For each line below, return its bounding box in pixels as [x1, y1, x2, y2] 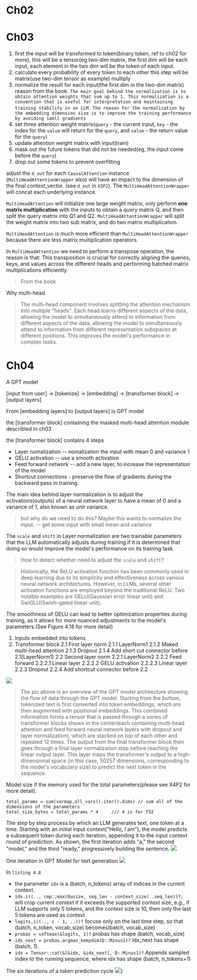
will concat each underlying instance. [6, 189, 97, 196]
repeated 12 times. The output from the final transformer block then [20, 738, 184, 745]
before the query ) [14, 152, 57, 159]
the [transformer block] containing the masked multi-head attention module [6, 419, 189, 426]
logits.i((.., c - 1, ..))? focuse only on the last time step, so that [14, 918, 183, 925]
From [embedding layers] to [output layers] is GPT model [6, 408, 144, 415]
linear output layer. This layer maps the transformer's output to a [20, 751, 177, 758]
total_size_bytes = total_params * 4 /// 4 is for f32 [6, 809, 154, 815]
